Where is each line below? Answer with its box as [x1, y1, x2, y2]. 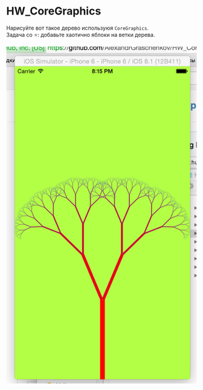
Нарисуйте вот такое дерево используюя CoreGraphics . [6, 24, 149, 31]
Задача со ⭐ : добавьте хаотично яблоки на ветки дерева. [6, 31, 155, 38]
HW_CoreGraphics [6, 4, 101, 18]
